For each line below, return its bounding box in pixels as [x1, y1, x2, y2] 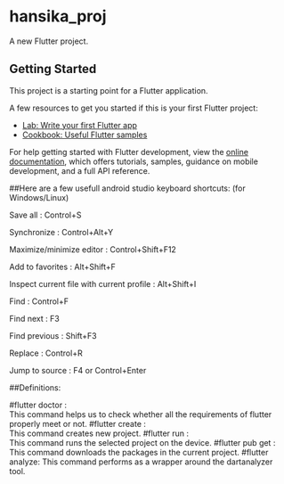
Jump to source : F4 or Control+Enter [9, 365, 147, 375]
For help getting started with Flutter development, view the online [9, 146, 249, 157]
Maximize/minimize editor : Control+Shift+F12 [9, 243, 176, 255]
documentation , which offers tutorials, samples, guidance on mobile [9, 156, 258, 167]
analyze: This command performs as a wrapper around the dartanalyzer [9, 456, 273, 467]
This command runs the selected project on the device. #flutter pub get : [9, 437, 276, 447]
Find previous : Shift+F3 [9, 330, 98, 340]
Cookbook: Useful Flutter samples [21, 129, 148, 140]
